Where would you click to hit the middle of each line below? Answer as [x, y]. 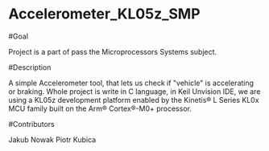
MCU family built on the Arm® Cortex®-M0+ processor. [100, 108]
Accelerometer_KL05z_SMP [104, 14]
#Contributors [31, 124]
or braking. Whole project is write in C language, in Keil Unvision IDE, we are [134, 91]
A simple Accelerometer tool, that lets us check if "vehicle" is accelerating [131, 83]
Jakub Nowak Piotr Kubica [52, 139]
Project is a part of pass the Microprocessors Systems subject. [113, 51]
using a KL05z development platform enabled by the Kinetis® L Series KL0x [134, 100]
